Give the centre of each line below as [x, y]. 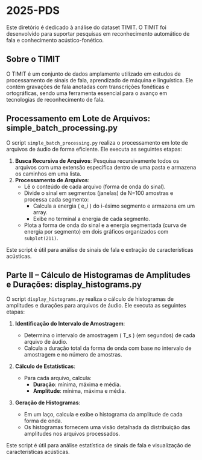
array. [40, 212]
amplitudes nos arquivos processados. [72, 434]
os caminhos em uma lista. [48, 174]
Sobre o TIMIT [33, 59]
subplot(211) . [41, 238]
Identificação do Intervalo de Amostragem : [70, 324]
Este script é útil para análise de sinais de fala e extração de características [100, 249]
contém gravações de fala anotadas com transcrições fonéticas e [88, 87]
